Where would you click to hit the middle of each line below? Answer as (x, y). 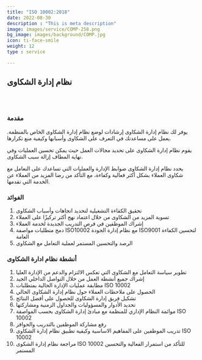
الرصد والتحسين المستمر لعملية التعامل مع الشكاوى (74, 243)
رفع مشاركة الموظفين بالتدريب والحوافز (61, 324)
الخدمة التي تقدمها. (29, 181)
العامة (22, 237)
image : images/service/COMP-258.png (53, 29)
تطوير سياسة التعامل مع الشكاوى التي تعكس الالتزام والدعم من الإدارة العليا (101, 272)
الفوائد (15, 197)
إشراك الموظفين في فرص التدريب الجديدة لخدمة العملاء (80, 223)
